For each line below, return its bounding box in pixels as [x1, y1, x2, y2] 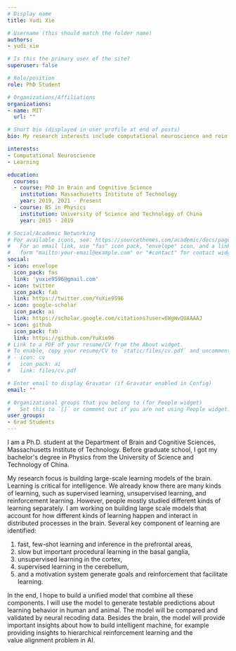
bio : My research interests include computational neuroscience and [7, 133, 212, 140]
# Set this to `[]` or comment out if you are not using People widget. [7, 405, 231, 412]
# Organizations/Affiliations [7, 94, 96, 101]
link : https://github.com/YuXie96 [13, 334, 114, 341]
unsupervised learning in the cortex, [17, 555, 123, 563]
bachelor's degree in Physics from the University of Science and [7, 453, 195, 461]
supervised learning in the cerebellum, [17, 562, 129, 571]
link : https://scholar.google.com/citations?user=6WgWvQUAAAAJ [13, 315, 202, 322]
